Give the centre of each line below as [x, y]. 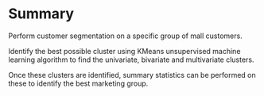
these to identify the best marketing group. [78, 83]
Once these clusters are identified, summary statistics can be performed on [132, 75]
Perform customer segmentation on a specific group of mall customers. [125, 36]
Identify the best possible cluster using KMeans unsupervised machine [124, 51]
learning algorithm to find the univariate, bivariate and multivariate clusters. [131, 60]
